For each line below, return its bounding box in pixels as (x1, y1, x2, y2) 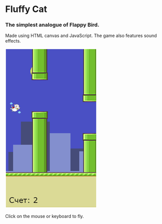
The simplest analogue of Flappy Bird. (5, 21, 99, 28)
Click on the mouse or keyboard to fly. (5, 213, 84, 219)
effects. (5, 38, 21, 44)
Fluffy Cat (5, 3, 48, 15)
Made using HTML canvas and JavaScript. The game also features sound (5, 32, 157, 38)
